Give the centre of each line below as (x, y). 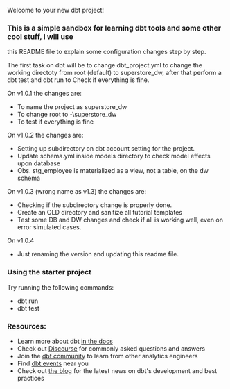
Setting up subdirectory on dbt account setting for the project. (106, 149)
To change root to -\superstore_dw (67, 115)
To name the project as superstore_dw (72, 107)
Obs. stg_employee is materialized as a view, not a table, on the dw (113, 171)
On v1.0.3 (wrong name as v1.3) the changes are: (77, 192)
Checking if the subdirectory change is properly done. (95, 205)
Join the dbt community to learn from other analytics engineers (107, 356)
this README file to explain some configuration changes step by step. (107, 52)
